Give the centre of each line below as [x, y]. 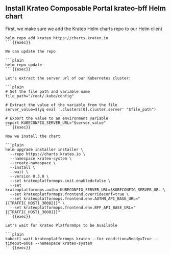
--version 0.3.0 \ [30, 176]
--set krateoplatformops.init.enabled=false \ [60, 181]
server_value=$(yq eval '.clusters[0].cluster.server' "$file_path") [81, 109]
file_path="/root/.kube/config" [40, 96]
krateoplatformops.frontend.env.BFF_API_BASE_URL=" [80, 208]
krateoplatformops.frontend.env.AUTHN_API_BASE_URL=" [82, 198]
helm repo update [24, 65]
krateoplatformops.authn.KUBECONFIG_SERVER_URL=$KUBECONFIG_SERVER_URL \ [86, 190]
